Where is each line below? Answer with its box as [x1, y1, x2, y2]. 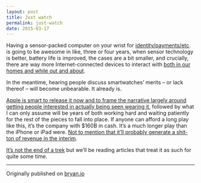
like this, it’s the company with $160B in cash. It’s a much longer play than [6, 122, 187, 129]
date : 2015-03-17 [6, 25, 50, 32]
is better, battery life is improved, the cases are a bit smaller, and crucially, [6, 54, 189, 62]
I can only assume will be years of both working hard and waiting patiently [6, 109, 190, 117]
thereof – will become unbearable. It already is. [6, 85, 122, 93]
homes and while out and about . [6, 67, 86, 75]
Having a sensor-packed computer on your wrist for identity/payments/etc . [6, 42, 191, 49]
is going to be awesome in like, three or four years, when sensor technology [6, 48, 194, 56]
